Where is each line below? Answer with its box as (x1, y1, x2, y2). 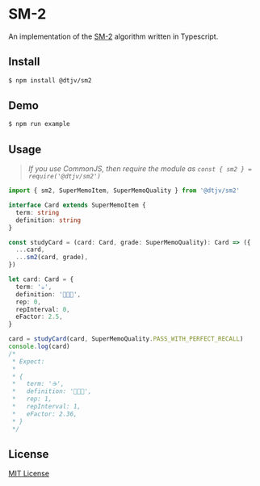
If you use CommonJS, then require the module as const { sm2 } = (27, 164, 252, 174)
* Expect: (11, 357, 45, 366)
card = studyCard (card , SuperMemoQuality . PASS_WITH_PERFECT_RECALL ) (8, 335, 244, 343)
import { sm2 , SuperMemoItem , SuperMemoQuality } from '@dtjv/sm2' (8, 186, 241, 195)
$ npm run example (8, 120, 70, 128)
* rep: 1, (11, 395, 52, 404)
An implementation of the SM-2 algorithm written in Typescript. (8, 31, 219, 41)
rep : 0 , (15, 298, 42, 306)
